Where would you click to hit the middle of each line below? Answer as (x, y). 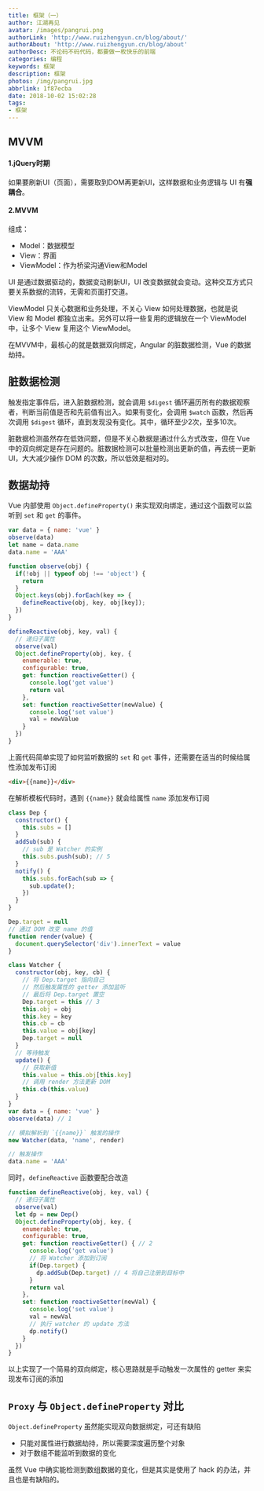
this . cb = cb (44, 1024)
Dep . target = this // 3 (61, 1002)
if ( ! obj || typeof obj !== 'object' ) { (81, 573)
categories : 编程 (35, 60)
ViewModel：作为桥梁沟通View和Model (83, 265)
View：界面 (38, 255)
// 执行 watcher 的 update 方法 (79, 1324)
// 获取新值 (39, 1068)
